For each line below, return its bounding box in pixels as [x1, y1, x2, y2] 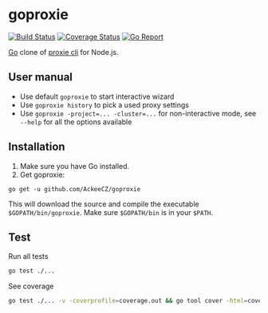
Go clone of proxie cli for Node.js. [8, 47, 119, 57]
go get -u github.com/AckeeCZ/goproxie [8, 185, 141, 193]
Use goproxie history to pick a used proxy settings [19, 100, 190, 109]
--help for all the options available [19, 117, 132, 127]
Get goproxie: [19, 170, 65, 179]
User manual [8, 70, 73, 84]
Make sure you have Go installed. [19, 161, 130, 170]
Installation [8, 140, 65, 154]
